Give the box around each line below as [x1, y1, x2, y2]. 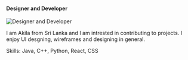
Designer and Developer [6, 5, 67, 12]
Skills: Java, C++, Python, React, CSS [6, 48, 98, 55]
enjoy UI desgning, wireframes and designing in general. [6, 36, 145, 43]
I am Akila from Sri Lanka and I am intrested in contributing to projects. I [6, 30, 183, 37]
